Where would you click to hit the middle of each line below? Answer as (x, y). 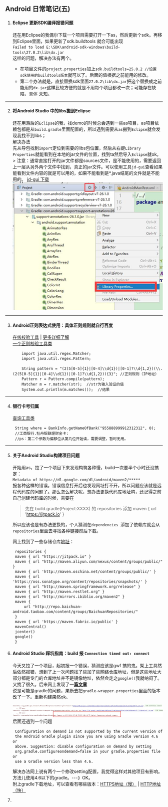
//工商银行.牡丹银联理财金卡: (42, 434)
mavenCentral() (30, 627)
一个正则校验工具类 (32, 344)
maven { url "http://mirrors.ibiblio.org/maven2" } (70, 596)
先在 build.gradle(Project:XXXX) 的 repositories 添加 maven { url (90, 508)
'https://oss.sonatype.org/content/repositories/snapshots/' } (80, 581)
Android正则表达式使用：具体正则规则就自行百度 (63, 325)
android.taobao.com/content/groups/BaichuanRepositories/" (75, 612)
